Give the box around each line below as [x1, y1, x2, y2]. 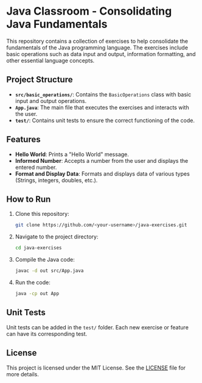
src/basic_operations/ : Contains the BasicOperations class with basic [15, 90, 192, 98]
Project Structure [6, 74, 73, 85]
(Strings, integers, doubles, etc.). [15, 176, 98, 184]
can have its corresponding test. [6, 330, 88, 337]
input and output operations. [15, 97, 87, 104]
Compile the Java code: [15, 256, 75, 263]
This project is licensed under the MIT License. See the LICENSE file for [6, 364, 186, 371]
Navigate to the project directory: [15, 233, 99, 240]
